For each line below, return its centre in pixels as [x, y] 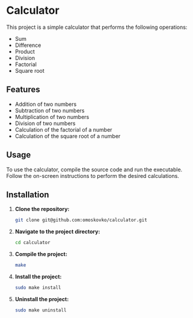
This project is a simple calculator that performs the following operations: [97, 27]
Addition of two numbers [46, 104]
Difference [28, 45]
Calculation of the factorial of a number [63, 129]
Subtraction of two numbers [50, 110]
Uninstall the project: [42, 299]
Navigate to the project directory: [57, 231]
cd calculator [32, 243]
